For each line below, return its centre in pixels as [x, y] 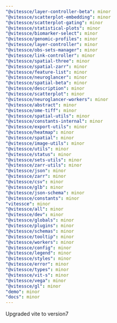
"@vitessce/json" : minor [36, 171]
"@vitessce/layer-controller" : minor [52, 45]
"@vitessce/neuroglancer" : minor [46, 77]
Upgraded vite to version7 [37, 314]
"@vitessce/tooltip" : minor [40, 237]
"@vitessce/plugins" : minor [40, 226]
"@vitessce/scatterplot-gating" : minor [54, 22]
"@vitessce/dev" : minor [35, 215]
